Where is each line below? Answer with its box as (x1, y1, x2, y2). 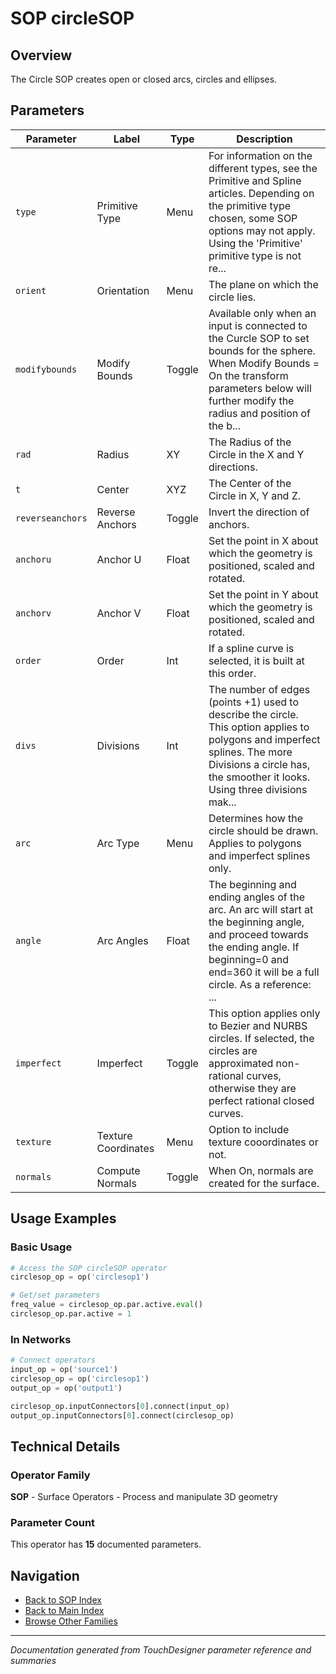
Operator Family (10, 1468, 91, 1482)
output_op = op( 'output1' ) (10, 1383, 123, 1393)
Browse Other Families (24, 1615, 118, 1627)
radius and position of (208, 406, 312, 420)
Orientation (96, 283, 150, 297)
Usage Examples (10, 1210, 117, 1227)
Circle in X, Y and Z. (208, 488, 302, 502)
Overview (10, 47, 73, 64)
